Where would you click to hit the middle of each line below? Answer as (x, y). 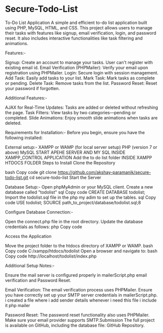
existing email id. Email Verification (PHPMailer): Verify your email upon (77, 68)
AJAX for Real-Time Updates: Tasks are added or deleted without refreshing (82, 107)
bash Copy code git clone (31, 172)
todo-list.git (17, 177)
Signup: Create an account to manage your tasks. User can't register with (79, 62)
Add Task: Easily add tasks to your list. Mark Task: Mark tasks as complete (80, 78)
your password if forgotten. (32, 88)
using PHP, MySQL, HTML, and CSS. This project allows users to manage (79, 27)
